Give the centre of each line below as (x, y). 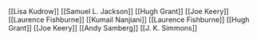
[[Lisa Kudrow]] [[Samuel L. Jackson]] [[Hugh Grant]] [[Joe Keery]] (119, 11)
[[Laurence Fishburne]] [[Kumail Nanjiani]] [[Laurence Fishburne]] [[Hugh (129, 20)
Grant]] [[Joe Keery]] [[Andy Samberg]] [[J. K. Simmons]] (103, 28)
